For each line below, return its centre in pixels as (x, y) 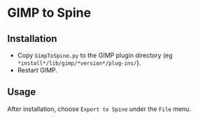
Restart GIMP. (37, 70)
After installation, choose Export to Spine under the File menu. (99, 109)
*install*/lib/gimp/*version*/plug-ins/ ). (79, 63)
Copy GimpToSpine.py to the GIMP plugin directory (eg (95, 55)
